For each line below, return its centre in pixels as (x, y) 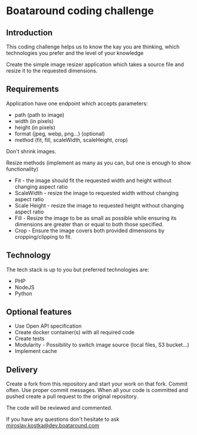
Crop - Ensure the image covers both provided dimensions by (90, 230)
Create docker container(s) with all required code (74, 332)
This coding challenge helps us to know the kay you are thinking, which (93, 47)
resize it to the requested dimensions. (52, 71)
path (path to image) (40, 115)
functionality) (22, 169)
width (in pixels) (34, 121)
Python (23, 294)
